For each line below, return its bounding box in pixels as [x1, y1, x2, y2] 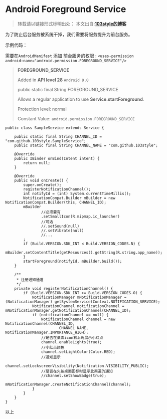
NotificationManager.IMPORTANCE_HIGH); [5, 330, 89, 335]
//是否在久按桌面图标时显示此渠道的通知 [41, 368, 113, 374]
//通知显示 [41, 354, 61, 359]
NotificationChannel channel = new [41, 317, 115, 322]
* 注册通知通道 [16, 277, 44, 282]
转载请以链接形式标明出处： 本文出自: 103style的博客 [17, 21, 127, 27]
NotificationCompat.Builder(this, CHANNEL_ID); [5, 199, 107, 205]
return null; [23, 160, 51, 165]
